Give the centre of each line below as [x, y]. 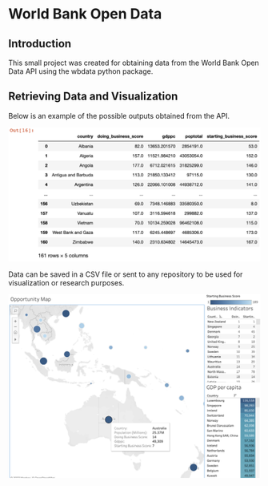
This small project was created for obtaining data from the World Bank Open [134, 63]
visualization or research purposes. [66, 283]
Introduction [40, 44]
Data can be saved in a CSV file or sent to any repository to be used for [126, 274]
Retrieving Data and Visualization [93, 97]
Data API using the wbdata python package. [81, 71]
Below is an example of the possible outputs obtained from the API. [119, 115]
